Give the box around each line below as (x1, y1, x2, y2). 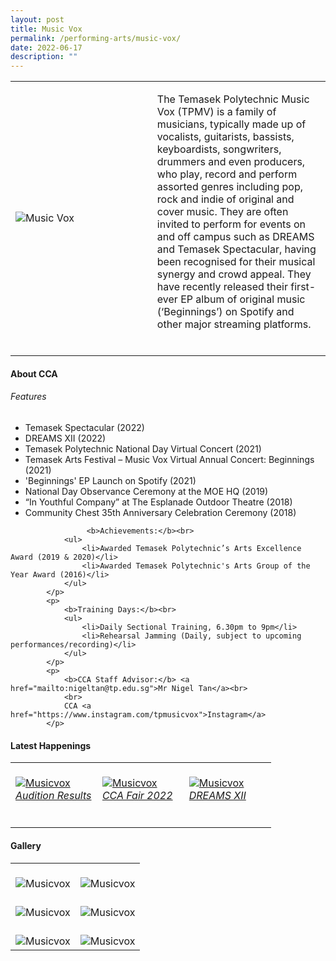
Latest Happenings (10, 739, 92, 751)
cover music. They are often (156, 205, 289, 219)
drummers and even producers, (156, 155, 306, 169)
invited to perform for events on (156, 217, 306, 231)
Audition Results (15, 789, 92, 803)
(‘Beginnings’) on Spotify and (156, 305, 295, 319)
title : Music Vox (10, 24, 83, 34)
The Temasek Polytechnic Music (156, 92, 310, 106)
